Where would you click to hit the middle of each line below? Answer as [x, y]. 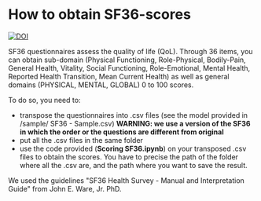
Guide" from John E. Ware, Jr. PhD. [65, 188]
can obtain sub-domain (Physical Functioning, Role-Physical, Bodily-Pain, [127, 60]
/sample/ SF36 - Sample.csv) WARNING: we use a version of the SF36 [135, 123]
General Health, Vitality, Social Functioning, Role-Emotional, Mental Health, [129, 68]
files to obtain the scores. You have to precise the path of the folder [129, 157]
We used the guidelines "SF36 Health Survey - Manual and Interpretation [127, 180]
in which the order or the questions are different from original [121, 132]
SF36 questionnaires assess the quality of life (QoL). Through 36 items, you [130, 51]
